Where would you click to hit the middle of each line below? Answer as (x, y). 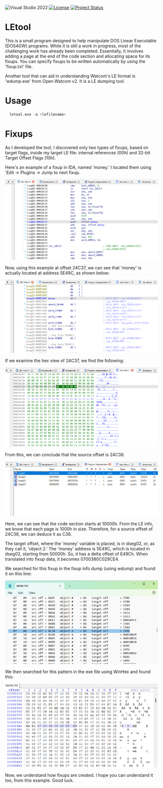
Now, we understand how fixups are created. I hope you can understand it (79, 775)
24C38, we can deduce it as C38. (39, 534)
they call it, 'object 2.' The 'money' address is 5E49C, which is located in (78, 548)
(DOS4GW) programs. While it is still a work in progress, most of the (73, 46)
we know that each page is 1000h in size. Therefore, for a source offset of (79, 529)
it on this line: (18, 573)
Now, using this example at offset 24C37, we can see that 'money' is (73, 268)
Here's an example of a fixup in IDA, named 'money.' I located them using (78, 167)
